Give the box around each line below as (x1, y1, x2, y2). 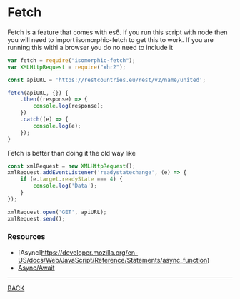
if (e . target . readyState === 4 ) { (20, 176, 123, 183)
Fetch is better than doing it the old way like (7, 148, 136, 157)
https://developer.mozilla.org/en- (41, 248, 139, 257)
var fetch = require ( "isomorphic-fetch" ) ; (7, 56, 136, 64)
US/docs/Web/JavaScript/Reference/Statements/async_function (17, 255, 208, 264)
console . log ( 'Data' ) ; (33, 183, 98, 190)
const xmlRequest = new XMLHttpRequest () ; (7, 162, 136, 170)
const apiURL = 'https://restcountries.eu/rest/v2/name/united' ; (7, 76, 206, 83)
